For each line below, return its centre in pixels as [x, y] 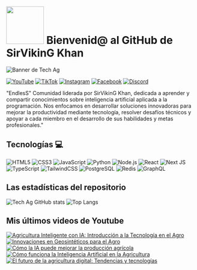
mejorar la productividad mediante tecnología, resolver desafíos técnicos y [99, 112]
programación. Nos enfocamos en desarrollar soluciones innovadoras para [99, 106]
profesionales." [25, 125]
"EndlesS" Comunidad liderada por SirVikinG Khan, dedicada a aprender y [98, 93]
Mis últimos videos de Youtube [65, 220]
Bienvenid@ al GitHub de [109, 41]
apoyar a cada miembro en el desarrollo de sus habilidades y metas [90, 118]
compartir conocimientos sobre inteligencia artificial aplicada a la [87, 99]
